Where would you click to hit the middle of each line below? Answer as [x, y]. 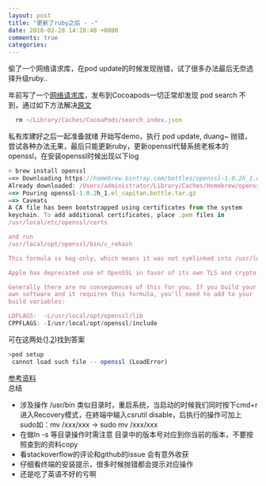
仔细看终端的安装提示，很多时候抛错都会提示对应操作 [106, 464]
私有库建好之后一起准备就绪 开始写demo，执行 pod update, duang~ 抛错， [130, 136]
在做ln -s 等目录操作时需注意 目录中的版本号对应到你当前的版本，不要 [133, 434]
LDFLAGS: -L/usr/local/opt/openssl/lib [76, 316]
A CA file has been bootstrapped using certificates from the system [125, 208]
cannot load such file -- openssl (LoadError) [90, 362]
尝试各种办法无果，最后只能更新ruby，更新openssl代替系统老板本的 [119, 146]
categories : [28, 45]
